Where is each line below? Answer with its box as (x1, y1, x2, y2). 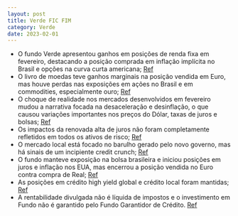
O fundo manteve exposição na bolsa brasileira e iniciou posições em (17, 156, 222, 164)
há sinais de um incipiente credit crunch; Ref (17, 148, 148, 156)
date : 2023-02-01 (7, 30, 59, 38)
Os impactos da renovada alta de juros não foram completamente (17, 125, 210, 134)
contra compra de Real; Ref (17, 171, 98, 179)
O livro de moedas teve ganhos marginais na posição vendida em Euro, (17, 72, 226, 81)
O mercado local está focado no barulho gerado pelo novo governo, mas (17, 140, 231, 149)
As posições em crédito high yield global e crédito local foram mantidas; (17, 178, 229, 187)
